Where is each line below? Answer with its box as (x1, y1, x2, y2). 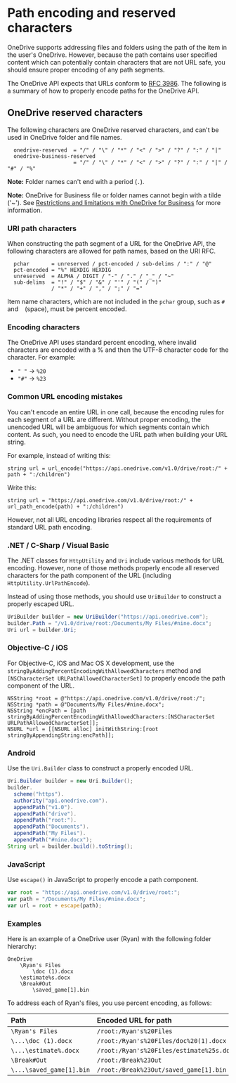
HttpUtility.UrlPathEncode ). (7, 578, 91, 587)
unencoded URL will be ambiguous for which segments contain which (7, 423, 209, 431)
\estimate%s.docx (20, 974, 71, 981)
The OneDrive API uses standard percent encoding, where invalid (7, 339, 197, 347)
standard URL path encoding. (7, 523, 93, 531)
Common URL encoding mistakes (7, 392, 123, 402)
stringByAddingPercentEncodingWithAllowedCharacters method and (7, 666, 202, 675)
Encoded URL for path (97, 1016, 172, 1025)
